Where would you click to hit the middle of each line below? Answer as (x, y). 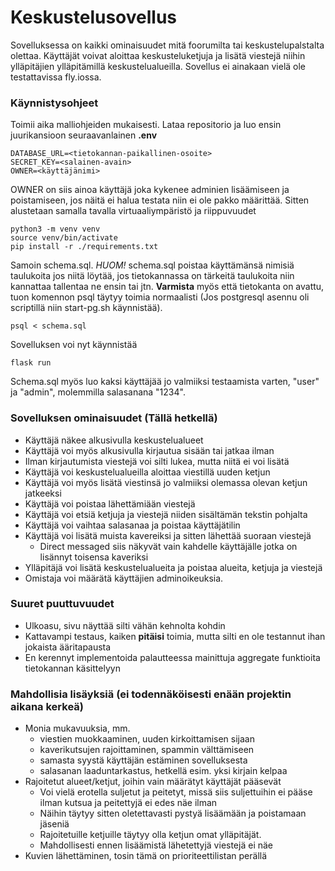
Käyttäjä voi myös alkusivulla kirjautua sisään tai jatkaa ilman (149, 450)
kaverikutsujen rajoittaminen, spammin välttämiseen (147, 750)
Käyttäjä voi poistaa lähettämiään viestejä (110, 503)
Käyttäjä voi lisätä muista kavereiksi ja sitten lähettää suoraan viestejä (168, 535)
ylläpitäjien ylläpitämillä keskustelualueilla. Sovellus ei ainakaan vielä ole (158, 66)
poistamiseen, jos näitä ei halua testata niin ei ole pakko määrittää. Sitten (160, 200)
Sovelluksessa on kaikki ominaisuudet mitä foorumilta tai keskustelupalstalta (167, 45)
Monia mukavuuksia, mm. (77, 728)
